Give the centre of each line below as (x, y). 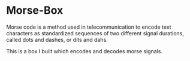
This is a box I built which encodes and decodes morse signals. (85, 51)
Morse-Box (35, 10)
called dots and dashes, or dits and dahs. (57, 39)
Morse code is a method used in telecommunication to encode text (89, 27)
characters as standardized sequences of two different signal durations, (95, 33)
